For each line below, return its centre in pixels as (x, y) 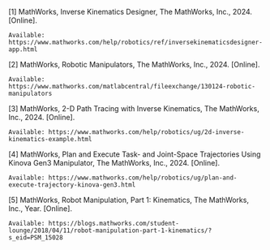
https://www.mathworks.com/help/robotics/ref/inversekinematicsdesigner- (136, 42)
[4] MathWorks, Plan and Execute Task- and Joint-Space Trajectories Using (135, 154)
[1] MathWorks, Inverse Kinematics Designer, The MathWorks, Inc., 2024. (131, 12)
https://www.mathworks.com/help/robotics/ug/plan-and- (143, 178)
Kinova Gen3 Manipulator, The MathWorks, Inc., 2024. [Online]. (114, 163)
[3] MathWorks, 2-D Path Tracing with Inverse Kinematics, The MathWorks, (134, 108)
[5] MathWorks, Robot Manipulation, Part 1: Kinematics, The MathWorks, (129, 200)
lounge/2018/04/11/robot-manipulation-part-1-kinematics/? (110, 231)
